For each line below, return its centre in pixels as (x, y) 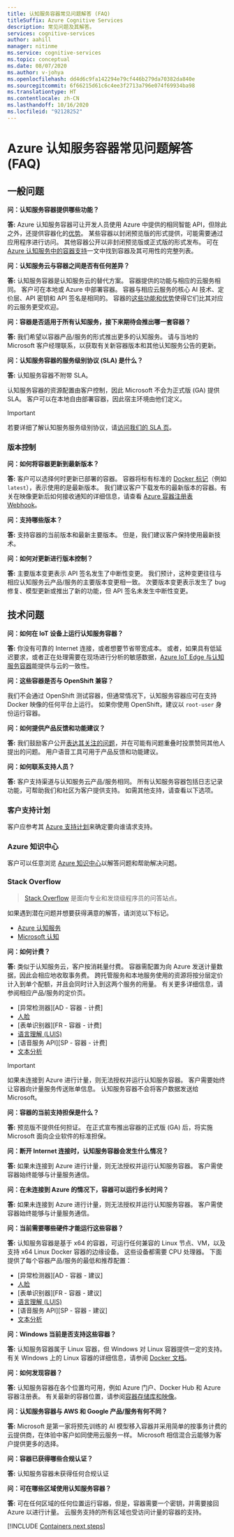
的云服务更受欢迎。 (35, 306)
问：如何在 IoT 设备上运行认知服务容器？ (65, 633)
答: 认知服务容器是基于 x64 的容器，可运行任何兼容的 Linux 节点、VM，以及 (116, 1243)
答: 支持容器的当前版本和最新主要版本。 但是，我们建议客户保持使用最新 (111, 535)
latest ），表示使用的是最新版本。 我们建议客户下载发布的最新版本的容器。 (114, 487)
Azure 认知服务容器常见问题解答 (100, 148)
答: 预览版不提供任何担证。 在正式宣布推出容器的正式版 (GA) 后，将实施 (110, 1127)
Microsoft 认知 (38, 936)
